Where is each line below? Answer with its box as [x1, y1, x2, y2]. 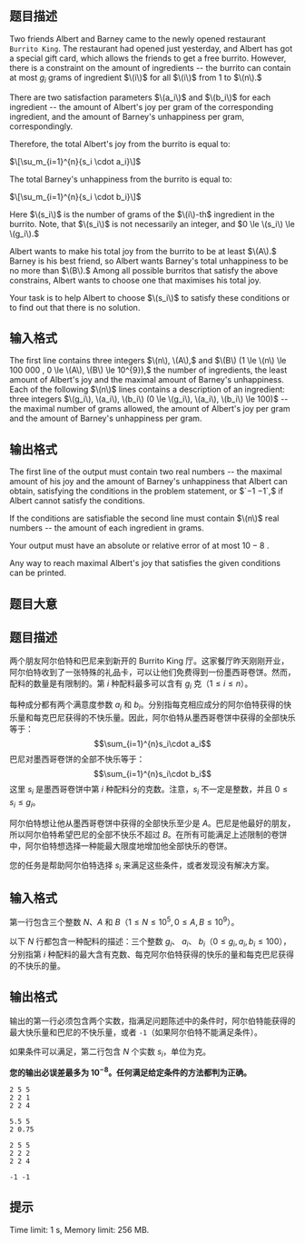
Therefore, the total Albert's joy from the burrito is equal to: [9, 138, 231, 149]
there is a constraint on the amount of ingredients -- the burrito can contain [9, 62, 291, 73]
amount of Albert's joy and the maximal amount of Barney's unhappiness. [9, 374, 284, 385]
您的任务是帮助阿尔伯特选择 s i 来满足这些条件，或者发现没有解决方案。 [9, 860, 275, 872]
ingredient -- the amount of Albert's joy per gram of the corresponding [9, 101, 274, 112]
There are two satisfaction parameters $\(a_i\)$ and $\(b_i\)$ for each [9, 92, 271, 103]
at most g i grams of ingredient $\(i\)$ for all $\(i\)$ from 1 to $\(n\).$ [9, 72, 262, 85]
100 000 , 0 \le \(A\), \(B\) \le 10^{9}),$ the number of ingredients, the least [9, 364, 288, 375]
